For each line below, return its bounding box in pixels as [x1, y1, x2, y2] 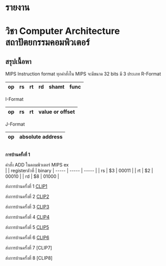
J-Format [5, 121, 25, 127]
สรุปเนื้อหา [5, 57, 32, 66]
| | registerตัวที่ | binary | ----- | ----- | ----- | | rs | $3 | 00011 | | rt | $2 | [5, 168, 153, 174]
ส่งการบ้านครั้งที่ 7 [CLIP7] [5, 245, 52, 251]
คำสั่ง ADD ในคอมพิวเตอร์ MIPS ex [5, 162, 69, 168]
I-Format [5, 96, 24, 103]
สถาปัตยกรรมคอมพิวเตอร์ [5, 36, 90, 48]
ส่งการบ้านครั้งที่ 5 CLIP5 [5, 224, 50, 231]
